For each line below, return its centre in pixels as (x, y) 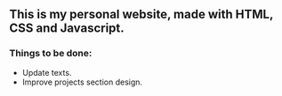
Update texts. (47, 72)
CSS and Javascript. (67, 29)
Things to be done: (51, 54)
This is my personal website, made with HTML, (141, 15)
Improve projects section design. (82, 82)
